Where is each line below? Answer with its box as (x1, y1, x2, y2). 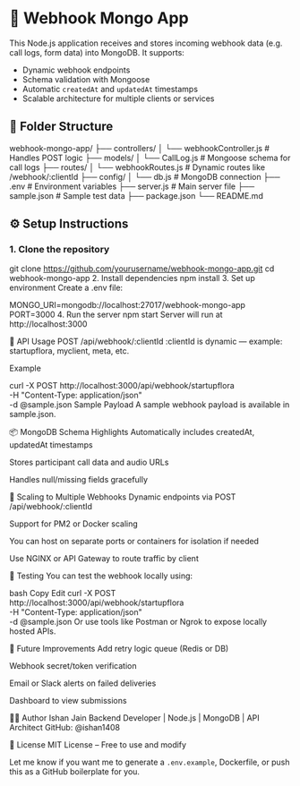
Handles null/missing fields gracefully (9, 474, 149, 485)
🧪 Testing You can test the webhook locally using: (9, 570, 193, 581)
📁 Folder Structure (9, 119, 114, 134)
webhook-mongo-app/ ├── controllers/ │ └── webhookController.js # (9, 142, 270, 153)
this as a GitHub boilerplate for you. (9, 766, 141, 777)
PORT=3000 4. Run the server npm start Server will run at (9, 309, 223, 320)
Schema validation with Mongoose (21, 73, 150, 84)
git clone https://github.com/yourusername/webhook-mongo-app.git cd (9, 263, 275, 274)
